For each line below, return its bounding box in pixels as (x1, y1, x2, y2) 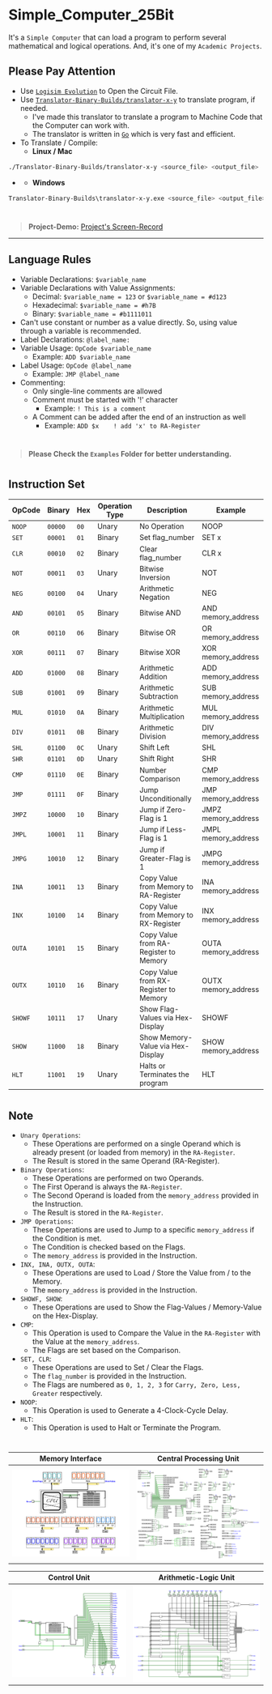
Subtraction (138, 692, 179, 701)
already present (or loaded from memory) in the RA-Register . (32, 1147, 236, 1157)
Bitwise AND (138, 607, 181, 617)
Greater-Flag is (138, 853, 192, 863)
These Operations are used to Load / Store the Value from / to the (32, 1268, 252, 1278)
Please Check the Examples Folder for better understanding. (28, 449, 232, 458)
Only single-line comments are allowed (32, 386, 163, 396)
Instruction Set (8, 477, 85, 491)
